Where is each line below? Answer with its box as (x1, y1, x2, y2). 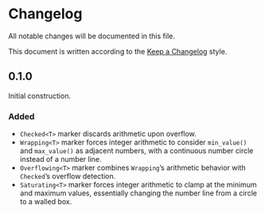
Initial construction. (8, 91, 72, 101)
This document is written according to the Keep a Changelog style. (8, 46, 228, 56)
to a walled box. (19, 197, 72, 207)
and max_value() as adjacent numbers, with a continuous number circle (19, 146, 254, 156)
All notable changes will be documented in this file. (8, 31, 175, 41)
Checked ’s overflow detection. (19, 172, 116, 181)
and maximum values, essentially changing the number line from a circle (19, 188, 257, 198)
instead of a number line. (19, 155, 102, 164)
